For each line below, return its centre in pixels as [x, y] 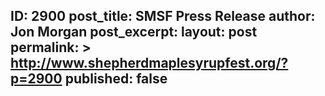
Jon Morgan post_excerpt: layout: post [134, 32]
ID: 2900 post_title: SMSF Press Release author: [163, 16]
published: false [116, 79]
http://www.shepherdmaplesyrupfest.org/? [149, 63]
